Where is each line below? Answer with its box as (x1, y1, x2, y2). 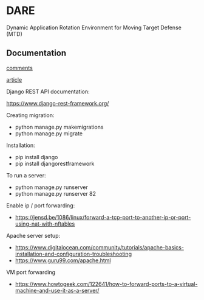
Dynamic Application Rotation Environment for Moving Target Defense (6, 24, 182, 31)
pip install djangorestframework (15, 160, 95, 167)
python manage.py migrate (15, 129, 83, 137)
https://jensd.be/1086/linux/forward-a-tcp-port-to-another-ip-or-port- (15, 213, 191, 221)
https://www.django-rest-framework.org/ (6, 99, 109, 107)
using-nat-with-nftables (15, 220, 75, 227)
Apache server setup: (6, 232, 61, 239)
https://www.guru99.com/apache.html (15, 257, 111, 264)
